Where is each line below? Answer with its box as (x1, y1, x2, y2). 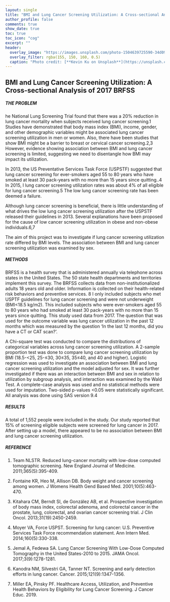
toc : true (5, 31, 26, 36)
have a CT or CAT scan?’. (5, 328, 58, 335)
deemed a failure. (5, 193, 42, 199)
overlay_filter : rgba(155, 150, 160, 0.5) (10, 54, 101, 60)
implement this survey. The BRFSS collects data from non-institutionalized (5, 280, 160, 286)
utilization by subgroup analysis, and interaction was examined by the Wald (5, 376, 162, 382)
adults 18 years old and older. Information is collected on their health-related (5, 285, 164, 292)
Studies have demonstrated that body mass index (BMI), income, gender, (5, 124, 158, 130)
